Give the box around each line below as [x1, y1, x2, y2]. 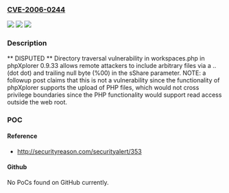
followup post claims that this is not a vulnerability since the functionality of [7, 76, 220, 84]
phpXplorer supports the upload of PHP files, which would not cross [7, 83, 200, 91]
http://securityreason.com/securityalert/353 [16, 147, 142, 155]
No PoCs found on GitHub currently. [7, 178, 109, 186]
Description [7, 38, 47, 48]
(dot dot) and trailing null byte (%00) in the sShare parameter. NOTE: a [7, 69, 206, 77]
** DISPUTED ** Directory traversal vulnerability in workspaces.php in [7, 54, 206, 63]
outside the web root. [7, 98, 67, 106]
